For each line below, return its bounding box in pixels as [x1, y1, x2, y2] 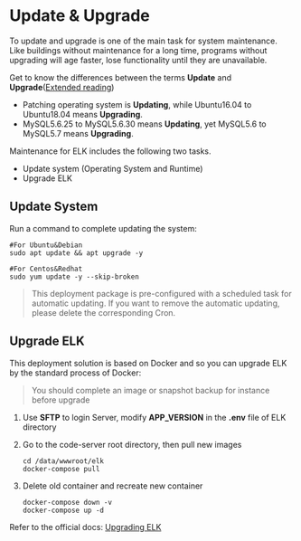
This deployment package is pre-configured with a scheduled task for [31, 288, 292, 299]
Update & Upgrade [9, 5, 151, 26]
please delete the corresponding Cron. [31, 307, 176, 318]
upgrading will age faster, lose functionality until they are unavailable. [9, 54, 268, 65]
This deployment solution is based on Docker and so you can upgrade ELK [9, 357, 287, 368]
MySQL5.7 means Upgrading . [22, 128, 134, 138]
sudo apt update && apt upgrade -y [9, 248, 144, 258]
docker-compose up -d [22, 506, 104, 515]
